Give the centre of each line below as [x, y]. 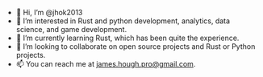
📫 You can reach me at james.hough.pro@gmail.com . [106, 64]
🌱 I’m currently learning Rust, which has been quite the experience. [127, 38]
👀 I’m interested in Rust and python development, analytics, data [123, 21]
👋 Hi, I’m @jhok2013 [49, 12]
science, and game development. [71, 29]
